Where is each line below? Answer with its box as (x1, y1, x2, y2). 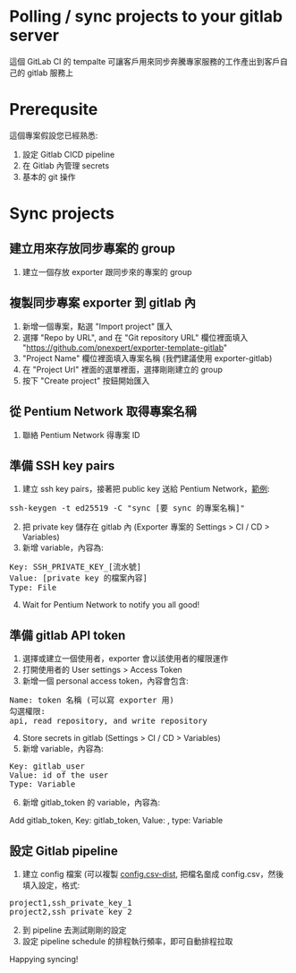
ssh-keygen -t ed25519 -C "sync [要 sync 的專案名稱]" (9, 504, 246, 513)
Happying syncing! (9, 953, 79, 964)
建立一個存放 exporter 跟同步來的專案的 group (21, 266, 192, 277)
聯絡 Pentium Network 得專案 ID (21, 429, 140, 440)
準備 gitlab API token (9, 627, 126, 642)
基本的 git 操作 (21, 171, 76, 182)
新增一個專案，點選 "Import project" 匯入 (21, 321, 173, 332)
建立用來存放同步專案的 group (9, 241, 176, 256)
